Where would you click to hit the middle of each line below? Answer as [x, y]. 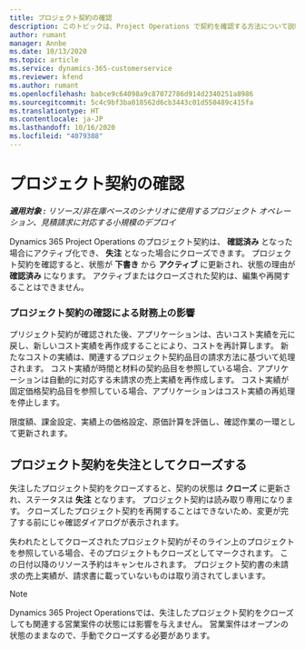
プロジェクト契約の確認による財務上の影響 [102, 313]
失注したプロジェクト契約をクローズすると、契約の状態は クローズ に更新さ [150, 488]
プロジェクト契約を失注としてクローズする [128, 464]
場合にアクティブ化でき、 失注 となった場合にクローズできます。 [129, 253]
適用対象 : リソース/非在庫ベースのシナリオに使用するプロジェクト [133, 211]
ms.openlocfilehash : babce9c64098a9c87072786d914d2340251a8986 [132, 94]
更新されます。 [44, 434]
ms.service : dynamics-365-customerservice [91, 69]
